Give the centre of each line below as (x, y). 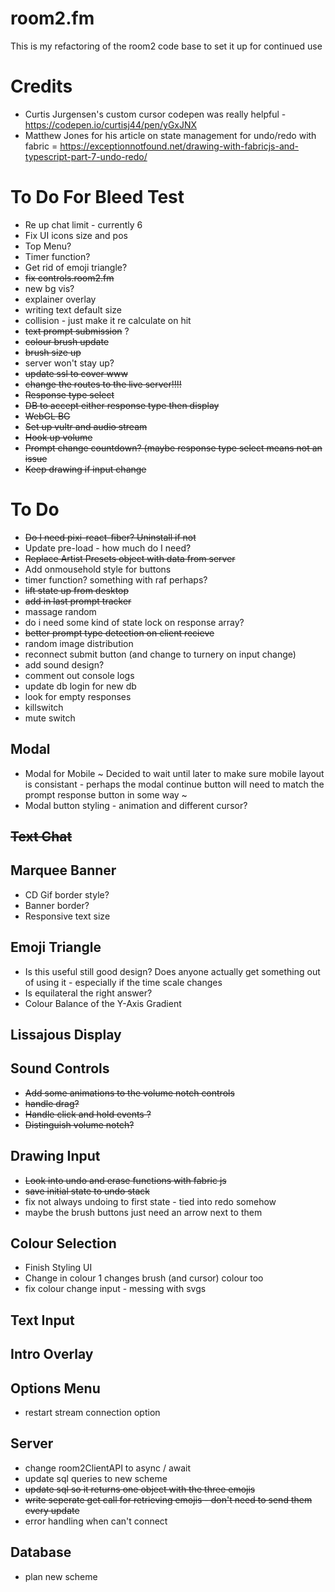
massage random (60, 611)
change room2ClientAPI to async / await (108, 1468)
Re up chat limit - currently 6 (83, 224)
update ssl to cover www (76, 373)
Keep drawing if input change (85, 469)
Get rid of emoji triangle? (76, 267)
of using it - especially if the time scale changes (123, 982)
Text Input (42, 1320)
